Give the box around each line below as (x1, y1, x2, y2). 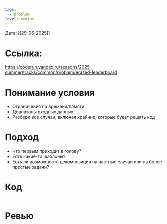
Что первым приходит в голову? (12, 148, 81, 154)
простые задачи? (12, 164, 49, 170)
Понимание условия (5, 87, 95, 98)
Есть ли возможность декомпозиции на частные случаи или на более (12, 159, 162, 165)
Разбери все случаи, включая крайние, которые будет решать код (12, 114, 155, 120)
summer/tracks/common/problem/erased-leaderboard (5, 69, 117, 75)
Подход (5, 132, 39, 143)
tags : (5, 7, 16, 12)
